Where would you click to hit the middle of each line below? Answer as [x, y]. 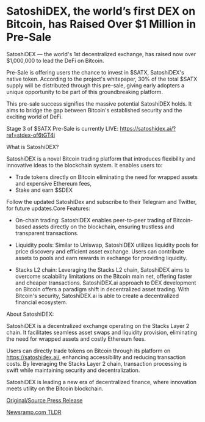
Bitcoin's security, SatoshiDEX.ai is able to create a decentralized [97, 296]
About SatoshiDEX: [30, 314]
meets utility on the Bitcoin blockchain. [55, 388]
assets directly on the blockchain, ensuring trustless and [103, 227]
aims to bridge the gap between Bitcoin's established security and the [94, 110]
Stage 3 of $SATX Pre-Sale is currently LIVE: [63, 128]
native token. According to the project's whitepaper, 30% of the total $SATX [102, 79]
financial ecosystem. [41, 302]
